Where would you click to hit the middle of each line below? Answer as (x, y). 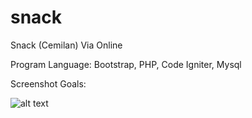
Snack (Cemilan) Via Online (66, 45)
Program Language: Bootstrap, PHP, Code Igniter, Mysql (126, 64)
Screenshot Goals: (48, 83)
